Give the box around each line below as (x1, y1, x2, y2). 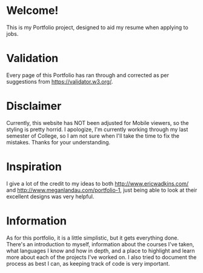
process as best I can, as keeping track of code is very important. (6, 260, 170, 267)
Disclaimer (6, 99, 62, 113)
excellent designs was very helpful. (6, 192, 95, 200)
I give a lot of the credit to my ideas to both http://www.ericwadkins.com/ (6, 180, 189, 187)
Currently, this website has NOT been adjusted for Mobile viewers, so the (6, 119, 189, 126)
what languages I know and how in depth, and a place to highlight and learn (6, 247, 195, 254)
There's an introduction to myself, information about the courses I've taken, (6, 240, 195, 248)
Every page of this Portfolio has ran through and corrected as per (6, 71, 170, 79)
